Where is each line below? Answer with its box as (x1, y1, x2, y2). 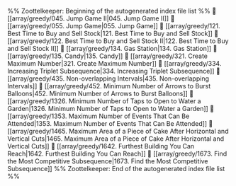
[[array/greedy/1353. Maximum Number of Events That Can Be (7, 112, 190, 120)
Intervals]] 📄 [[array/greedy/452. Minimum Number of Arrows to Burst (7, 82, 211, 90)
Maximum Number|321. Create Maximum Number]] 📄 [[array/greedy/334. (7, 59, 222, 67)
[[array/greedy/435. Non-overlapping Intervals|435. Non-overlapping (7, 74, 209, 83)
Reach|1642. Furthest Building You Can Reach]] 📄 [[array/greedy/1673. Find (7, 149, 227, 158)
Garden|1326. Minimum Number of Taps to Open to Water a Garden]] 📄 (7, 105, 215, 112)
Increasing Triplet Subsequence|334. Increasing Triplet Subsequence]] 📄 (7, 67, 221, 75)
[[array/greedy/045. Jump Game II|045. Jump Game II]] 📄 (7, 14, 175, 23)
